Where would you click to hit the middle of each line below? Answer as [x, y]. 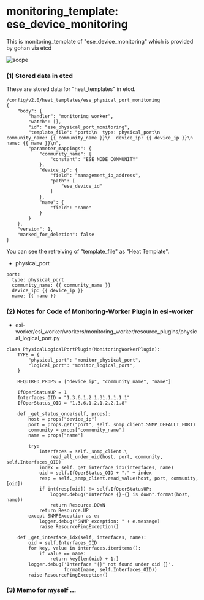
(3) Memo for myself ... [41, 590]
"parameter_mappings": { [60, 149]
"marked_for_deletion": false [56, 235]
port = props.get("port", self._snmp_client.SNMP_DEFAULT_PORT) [112, 424]
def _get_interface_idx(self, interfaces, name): [82, 537]
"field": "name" [71, 208]
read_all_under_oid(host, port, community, [107, 457]
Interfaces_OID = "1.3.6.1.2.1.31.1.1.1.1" [74, 397]
